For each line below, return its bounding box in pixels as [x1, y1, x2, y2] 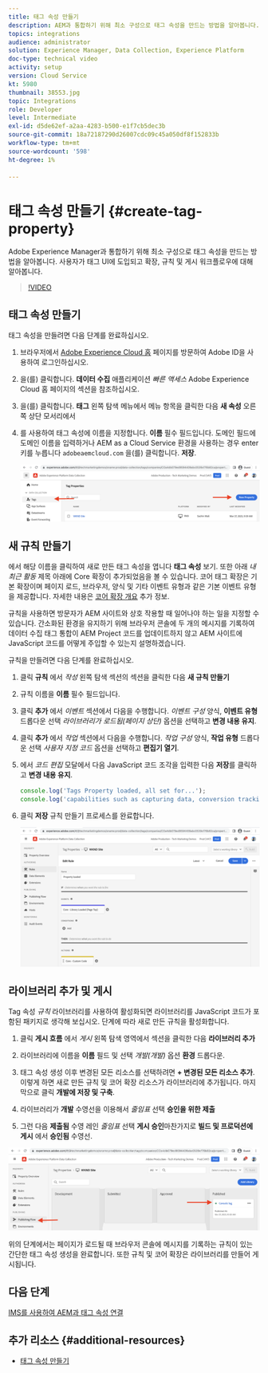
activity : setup [8, 64, 62, 72]
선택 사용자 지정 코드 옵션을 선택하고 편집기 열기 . [28, 743, 179, 753]
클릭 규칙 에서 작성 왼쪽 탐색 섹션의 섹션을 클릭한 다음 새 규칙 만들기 [19, 672, 230, 682]
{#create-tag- [108, 202, 203, 220]
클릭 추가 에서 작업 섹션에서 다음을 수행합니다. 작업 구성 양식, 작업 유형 [19, 734, 238, 743]
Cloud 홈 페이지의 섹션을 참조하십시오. [19, 384, 140, 394]
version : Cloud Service [8, 72, 88, 80]
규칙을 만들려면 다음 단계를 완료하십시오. [8, 655, 134, 665]
